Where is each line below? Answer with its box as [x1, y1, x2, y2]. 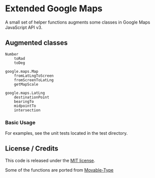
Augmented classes [5, 39, 68, 47]
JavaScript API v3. [5, 24, 43, 30]
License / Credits [5, 145, 59, 153]
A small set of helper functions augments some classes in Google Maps [5, 19, 151, 25]
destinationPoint [14, 94, 50, 100]
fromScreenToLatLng [14, 77, 54, 83]
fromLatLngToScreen [14, 73, 54, 78]
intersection [14, 108, 41, 113]
